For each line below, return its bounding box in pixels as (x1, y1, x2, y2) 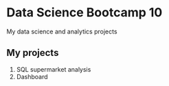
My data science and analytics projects (6, 27, 117, 35)
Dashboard (16, 72, 49, 81)
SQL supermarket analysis (16, 65, 91, 73)
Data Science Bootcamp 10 (6, 5, 163, 20)
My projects (6, 47, 59, 59)
